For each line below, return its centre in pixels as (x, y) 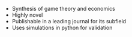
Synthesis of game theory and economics (63, 9)
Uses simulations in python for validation (62, 27)
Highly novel (27, 15)
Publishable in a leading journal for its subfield (69, 21)
